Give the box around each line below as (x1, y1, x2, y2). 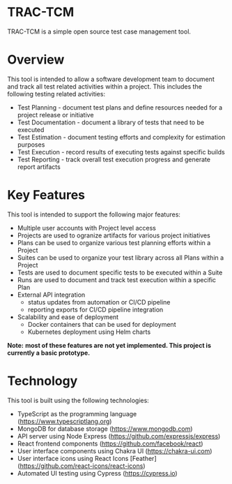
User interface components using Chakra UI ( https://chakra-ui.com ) (17, 446, 212, 455)
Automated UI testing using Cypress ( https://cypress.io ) (17, 469, 178, 477)
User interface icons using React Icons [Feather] (17, 454, 157, 462)
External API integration (17, 291, 86, 299)
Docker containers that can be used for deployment (27, 320, 176, 328)
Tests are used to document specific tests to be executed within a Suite (17, 268, 223, 277)
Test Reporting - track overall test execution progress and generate (17, 155, 211, 163)
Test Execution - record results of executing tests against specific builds (17, 147, 225, 156)
